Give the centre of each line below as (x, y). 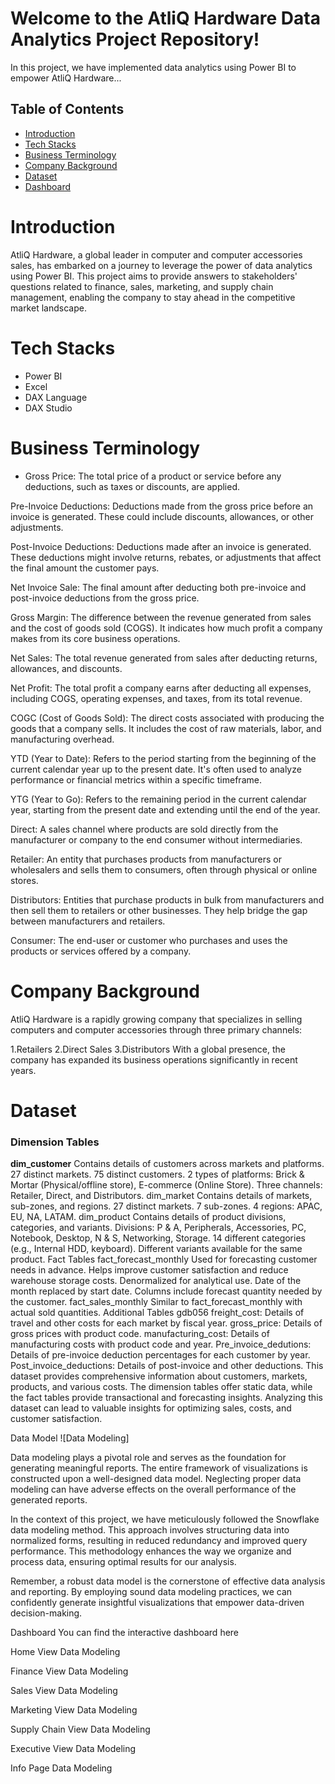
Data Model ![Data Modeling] (70, 1438)
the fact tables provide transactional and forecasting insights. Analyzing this (166, 1397)
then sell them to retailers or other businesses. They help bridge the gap (159, 910)
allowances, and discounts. (66, 668)
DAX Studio (48, 408)
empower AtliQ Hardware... (66, 78)
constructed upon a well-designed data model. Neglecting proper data (156, 1478)
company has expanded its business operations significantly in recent (154, 1059)
